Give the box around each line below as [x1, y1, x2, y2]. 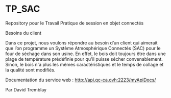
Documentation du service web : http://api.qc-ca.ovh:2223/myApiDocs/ [5, 77, 156, 83]
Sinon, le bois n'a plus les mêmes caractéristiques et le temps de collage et [5, 61, 164, 67]
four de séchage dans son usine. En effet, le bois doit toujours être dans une [5, 51, 166, 57]
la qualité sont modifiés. [5, 67, 56, 73]
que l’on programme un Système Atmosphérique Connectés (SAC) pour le [5, 45, 161, 51]
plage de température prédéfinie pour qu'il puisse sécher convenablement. [5, 56, 163, 62]
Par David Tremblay [5, 86, 47, 92]
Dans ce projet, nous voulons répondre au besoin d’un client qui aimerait [5, 39, 158, 46]
